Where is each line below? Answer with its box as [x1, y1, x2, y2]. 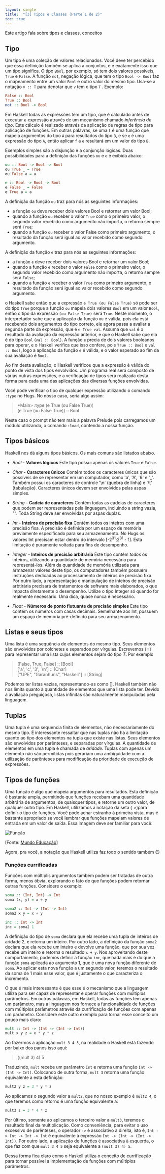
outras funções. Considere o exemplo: [5, 883, 83, 889]
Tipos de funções [5, 776, 60, 784]
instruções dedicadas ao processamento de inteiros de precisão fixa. [12, 572, 153, 578]
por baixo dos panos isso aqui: [5, 1045, 67, 1051]
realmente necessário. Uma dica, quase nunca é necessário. [12, 593, 135, 599]
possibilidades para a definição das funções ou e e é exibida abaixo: [5, 152, 143, 158]
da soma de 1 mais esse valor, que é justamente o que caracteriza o [5, 970, 143, 976]
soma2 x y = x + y [5, 911, 43, 916]
